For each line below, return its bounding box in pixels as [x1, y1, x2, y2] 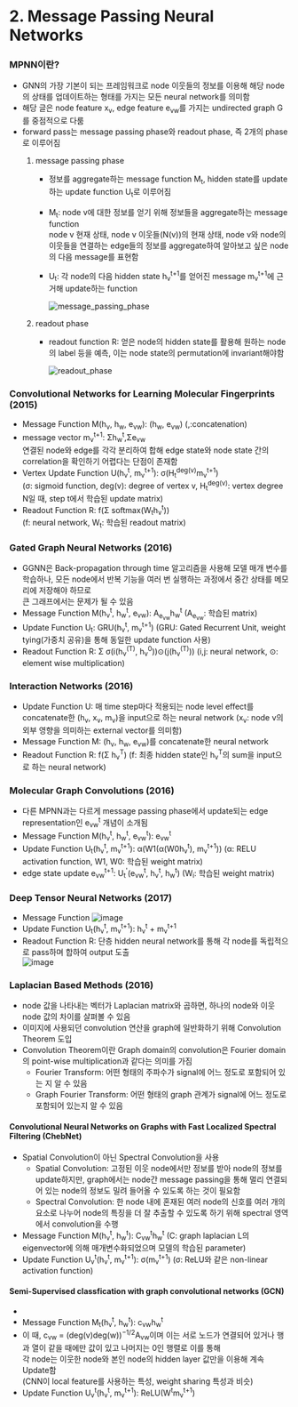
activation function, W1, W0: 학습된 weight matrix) [21, 856, 204, 866]
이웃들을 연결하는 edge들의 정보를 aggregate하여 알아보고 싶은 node [48, 240, 289, 251]
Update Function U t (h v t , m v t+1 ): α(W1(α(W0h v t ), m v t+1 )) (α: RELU [21, 842, 257, 856]
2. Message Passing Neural [9, 6, 215, 27]
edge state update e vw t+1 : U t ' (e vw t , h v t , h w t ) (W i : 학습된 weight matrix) [21, 865, 275, 880]
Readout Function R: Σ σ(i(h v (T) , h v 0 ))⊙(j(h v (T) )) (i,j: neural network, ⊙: [21, 645, 279, 659]
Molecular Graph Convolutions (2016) [9, 784, 175, 797]
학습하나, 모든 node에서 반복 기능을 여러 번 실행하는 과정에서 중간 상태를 [21, 574, 273, 584]
